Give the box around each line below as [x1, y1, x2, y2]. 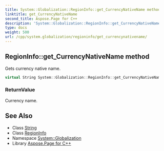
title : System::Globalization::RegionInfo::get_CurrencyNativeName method [5, 7, 161, 12]
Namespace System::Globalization [12, 135, 82, 141]
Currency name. [5, 97, 38, 103]
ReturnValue [5, 86, 35, 93]
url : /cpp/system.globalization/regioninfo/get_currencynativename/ [5, 35, 147, 40]
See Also [5, 112, 33, 120]
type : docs [5, 25, 27, 30]
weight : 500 [5, 30, 29, 35]
